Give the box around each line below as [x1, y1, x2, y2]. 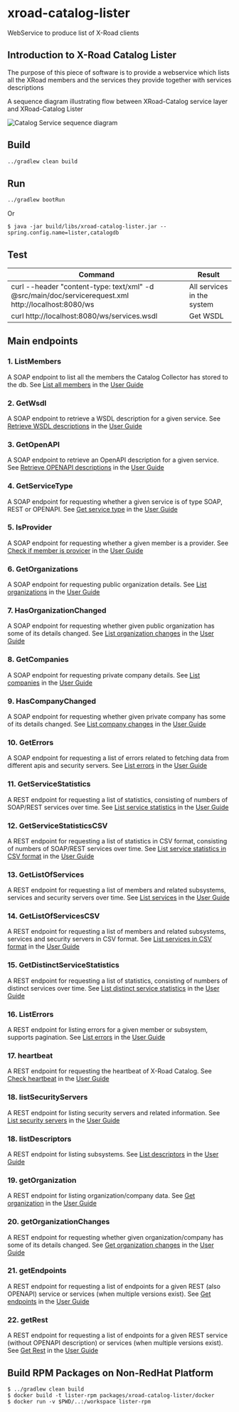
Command [78, 269, 115, 279]
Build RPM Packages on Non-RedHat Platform [7, 1366, 213, 1379]
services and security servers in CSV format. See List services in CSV [7, 934, 212, 944]
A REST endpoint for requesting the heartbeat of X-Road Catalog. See [7, 1067, 212, 1075]
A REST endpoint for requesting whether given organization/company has [7, 1233, 224, 1241]
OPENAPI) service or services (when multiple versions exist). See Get [7, 1290, 211, 1298]
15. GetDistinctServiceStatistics [7, 960, 119, 970]
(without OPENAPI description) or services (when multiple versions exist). [7, 1339, 223, 1347]
